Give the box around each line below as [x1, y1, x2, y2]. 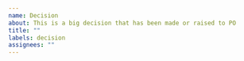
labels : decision [8, 33, 66, 42]
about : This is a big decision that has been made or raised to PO [8, 19, 237, 27]
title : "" [8, 26, 41, 34]
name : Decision [8, 11, 59, 20]
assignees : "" [8, 41, 56, 49]
